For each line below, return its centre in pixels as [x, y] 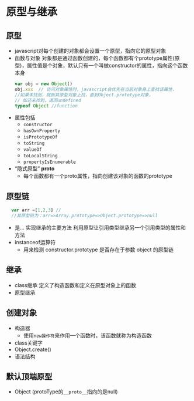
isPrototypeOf [40, 137]
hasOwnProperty [41, 131]
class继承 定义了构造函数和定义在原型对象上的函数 [75, 285]
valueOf [32, 150]
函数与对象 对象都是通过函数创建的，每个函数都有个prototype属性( [95, 58]
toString [34, 144]
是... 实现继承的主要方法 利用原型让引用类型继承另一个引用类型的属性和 [100, 227]
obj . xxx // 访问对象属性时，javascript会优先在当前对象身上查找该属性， [96, 89]
